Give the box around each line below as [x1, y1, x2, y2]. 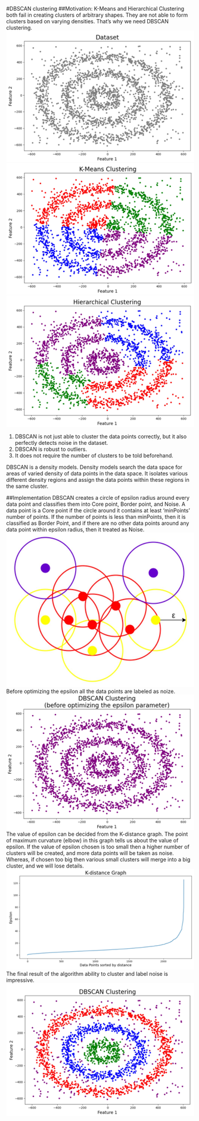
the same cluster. [6, 482, 49, 490]
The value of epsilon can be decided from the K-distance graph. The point [6, 830, 188, 838]
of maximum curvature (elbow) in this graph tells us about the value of [6, 837, 179, 844]
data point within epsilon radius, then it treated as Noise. [6, 526, 145, 533]
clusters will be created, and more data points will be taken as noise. [6, 850, 174, 857]
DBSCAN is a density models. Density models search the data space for [6, 463, 183, 471]
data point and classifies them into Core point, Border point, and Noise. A [6, 500, 186, 508]
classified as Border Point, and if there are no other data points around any [6, 520, 189, 527]
